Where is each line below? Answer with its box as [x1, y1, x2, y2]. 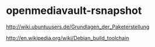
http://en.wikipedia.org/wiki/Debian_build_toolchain [6, 34, 129, 41]
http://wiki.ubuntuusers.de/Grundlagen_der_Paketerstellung [6, 23, 150, 30]
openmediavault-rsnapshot [6, 4, 142, 17]
